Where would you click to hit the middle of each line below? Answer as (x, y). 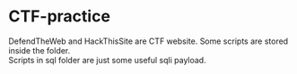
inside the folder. (39, 50)
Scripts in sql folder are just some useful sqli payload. (108, 60)
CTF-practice (60, 16)
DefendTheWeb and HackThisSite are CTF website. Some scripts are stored (148, 41)
